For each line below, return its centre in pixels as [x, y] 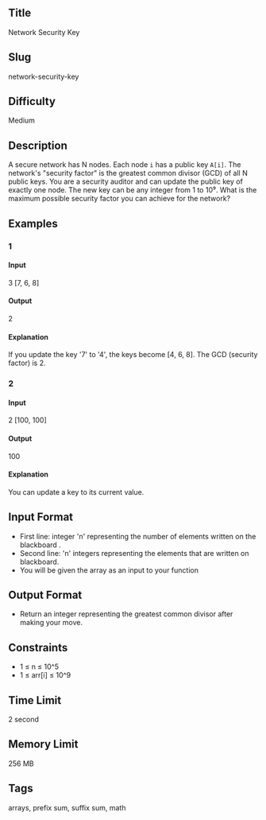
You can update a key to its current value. [76, 492]
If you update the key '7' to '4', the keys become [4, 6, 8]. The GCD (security [133, 355]
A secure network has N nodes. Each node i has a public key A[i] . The [125, 165]
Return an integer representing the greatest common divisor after [126, 614]
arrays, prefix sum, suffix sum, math [67, 807]
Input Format [41, 517]
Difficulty [32, 101]
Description [38, 145]
